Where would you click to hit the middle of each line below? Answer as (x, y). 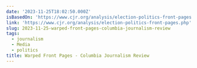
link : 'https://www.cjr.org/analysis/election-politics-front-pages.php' (99, 22)
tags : (13, 34)
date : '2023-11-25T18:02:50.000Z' (49, 12)
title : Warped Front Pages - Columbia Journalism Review (78, 56)
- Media (21, 45)
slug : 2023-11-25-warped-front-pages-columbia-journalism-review (88, 28)
